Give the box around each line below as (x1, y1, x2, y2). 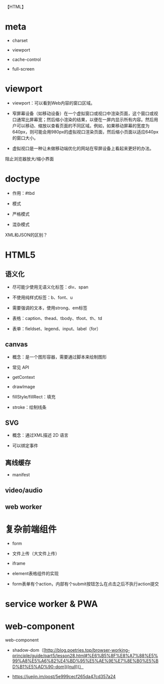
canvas (5, 340, 28, 349)
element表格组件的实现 (12, 570, 59, 576)
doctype (5, 173, 40, 184)
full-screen (12, 66, 35, 72)
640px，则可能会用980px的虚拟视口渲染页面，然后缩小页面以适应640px (12, 129, 159, 134)
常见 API (12, 364, 29, 370)
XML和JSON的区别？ (5, 232, 48, 237)
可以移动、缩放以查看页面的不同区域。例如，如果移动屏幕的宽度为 (16, 123, 150, 129)
